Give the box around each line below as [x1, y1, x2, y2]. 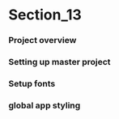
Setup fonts [8, 78, 56, 89]
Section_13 [8, 6, 83, 24]
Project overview [8, 35, 77, 46]
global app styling [8, 100, 81, 111]
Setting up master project [8, 57, 111, 68]
